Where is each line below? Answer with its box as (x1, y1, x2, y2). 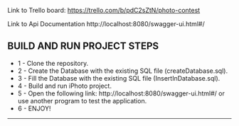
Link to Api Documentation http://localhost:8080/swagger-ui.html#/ (7, 20, 205, 28)
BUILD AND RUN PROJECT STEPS (7, 40, 159, 52)
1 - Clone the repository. (17, 59, 89, 67)
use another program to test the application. (17, 96, 147, 105)
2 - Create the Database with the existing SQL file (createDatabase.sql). (17, 67, 228, 75)
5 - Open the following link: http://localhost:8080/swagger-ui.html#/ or (17, 88, 225, 98)
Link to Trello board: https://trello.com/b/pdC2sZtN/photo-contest (7, 6, 201, 14)
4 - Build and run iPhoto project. (17, 81, 112, 90)
